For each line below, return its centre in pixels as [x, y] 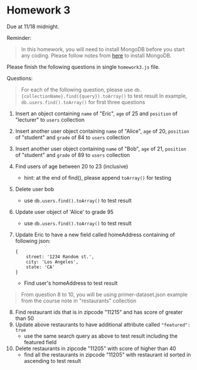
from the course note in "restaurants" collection [79, 301]
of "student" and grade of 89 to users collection [72, 155]
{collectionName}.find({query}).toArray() [74, 96]
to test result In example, [157, 96]
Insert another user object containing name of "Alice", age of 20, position [102, 131]
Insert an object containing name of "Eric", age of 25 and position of [96, 113]
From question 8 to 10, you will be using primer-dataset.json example [104, 294]
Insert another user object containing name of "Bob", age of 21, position [101, 149]
